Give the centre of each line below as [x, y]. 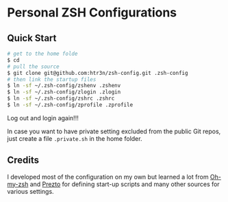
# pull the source [33, 67]
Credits [23, 160]
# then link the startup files [52, 79]
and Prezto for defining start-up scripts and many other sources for [125, 184]
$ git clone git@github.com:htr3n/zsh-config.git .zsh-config [98, 73]
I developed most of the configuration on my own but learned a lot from [108, 177]
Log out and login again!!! [43, 117]
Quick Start [32, 38]
